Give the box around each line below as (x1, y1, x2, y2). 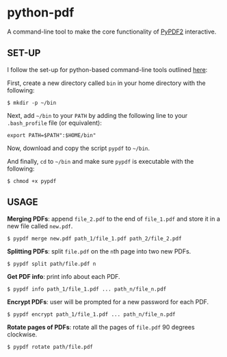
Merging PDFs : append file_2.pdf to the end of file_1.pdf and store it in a (7, 214, 221, 223)
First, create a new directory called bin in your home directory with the (7, 79, 206, 87)
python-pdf (7, 5, 75, 21)
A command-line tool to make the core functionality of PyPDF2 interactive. (7, 27, 217, 36)
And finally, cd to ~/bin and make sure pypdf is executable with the (7, 157, 194, 165)
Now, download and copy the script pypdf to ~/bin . (7, 144, 150, 152)
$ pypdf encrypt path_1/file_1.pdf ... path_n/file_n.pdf (7, 310, 176, 318)
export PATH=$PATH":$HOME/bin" (7, 132, 96, 138)
